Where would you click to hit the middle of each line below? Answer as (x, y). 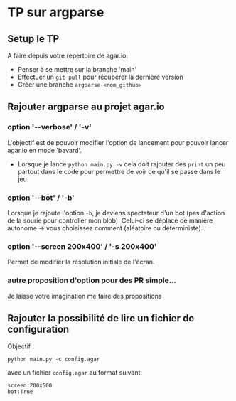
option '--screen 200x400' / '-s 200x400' (82, 246)
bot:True (20, 392)
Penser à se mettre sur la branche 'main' (77, 69)
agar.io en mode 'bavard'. (45, 150)
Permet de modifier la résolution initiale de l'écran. (81, 262)
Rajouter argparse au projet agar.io (86, 107)
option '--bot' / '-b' (41, 198)
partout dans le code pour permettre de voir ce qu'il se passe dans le (119, 171)
